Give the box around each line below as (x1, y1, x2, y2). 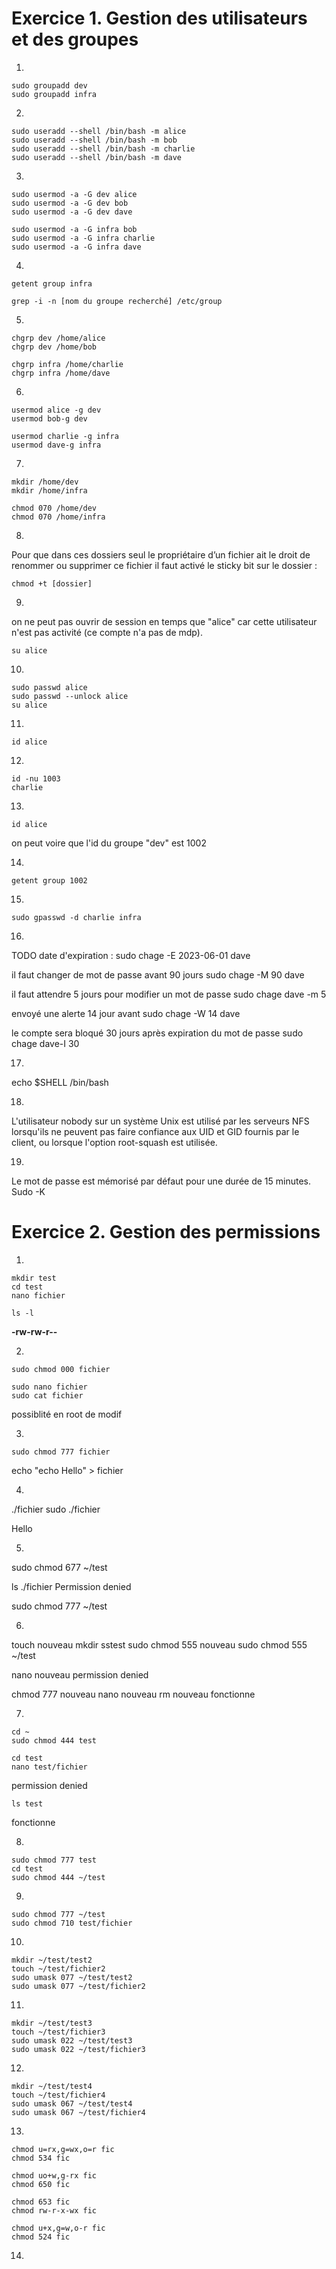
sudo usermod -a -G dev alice (11, 189, 138, 199)
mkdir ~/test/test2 (11, 1955, 93, 1965)
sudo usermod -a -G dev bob (11, 198, 129, 208)
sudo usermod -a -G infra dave (11, 242, 142, 252)
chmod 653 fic (11, 2197, 71, 2207)
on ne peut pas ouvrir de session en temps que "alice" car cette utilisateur (11, 615, 318, 627)
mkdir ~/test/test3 (11, 2018, 93, 2028)
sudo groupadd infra (11, 89, 98, 99)
